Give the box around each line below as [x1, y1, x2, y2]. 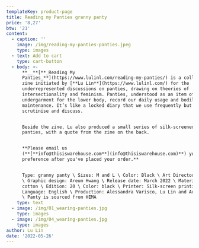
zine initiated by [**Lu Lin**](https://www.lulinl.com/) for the [21, 81, 190, 87]
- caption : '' [11, 36, 46, 42]
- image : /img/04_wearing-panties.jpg [11, 216, 108, 222]
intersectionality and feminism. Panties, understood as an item [21, 91, 187, 97]
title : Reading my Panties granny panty [6, 14, 108, 20]
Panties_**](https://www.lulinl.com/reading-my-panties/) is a [21, 75, 182, 81]
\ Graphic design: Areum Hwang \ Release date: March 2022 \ [21, 177, 176, 184]
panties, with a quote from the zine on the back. [21, 129, 150, 135]
